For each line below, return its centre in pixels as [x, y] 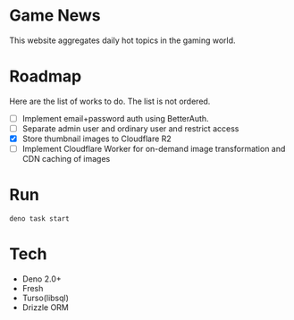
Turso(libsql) [46, 298]
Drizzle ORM [46, 307]
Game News [55, 16]
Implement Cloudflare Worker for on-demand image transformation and [154, 149]
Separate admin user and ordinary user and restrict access [130, 128]
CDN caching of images [66, 159]
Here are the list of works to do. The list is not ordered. [110, 101]
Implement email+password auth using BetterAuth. [115, 118]
